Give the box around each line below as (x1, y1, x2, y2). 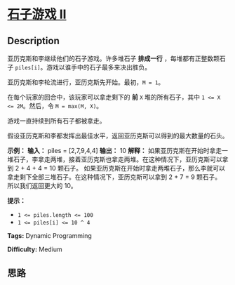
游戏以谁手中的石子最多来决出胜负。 (46, 63, 152, 71)
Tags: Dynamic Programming (7, 232, 93, 239)
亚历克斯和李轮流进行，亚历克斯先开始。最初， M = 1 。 (7, 78, 165, 86)
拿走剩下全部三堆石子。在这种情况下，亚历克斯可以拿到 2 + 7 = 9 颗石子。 (7, 173, 222, 181)
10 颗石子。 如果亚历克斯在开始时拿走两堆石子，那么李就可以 (48, 164, 226, 172)
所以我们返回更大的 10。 (7, 182, 77, 190)
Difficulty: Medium (7, 245, 63, 253)
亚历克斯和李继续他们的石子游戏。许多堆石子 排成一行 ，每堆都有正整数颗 (7, 54, 220, 62)
